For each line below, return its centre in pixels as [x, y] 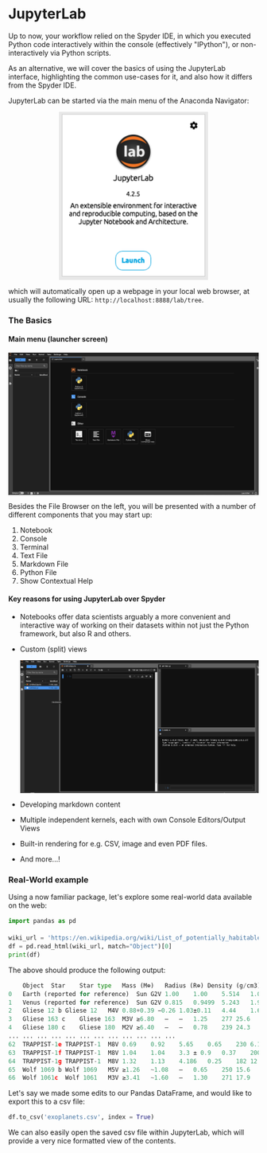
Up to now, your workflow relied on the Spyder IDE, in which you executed [130, 36]
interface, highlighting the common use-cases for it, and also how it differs [130, 76]
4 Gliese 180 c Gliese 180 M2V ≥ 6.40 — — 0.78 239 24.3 [129, 1028]
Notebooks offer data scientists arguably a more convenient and [125, 617]
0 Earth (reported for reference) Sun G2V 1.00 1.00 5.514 [124, 994]
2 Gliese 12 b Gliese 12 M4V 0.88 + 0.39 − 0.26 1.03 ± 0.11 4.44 [122, 1011]
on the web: [28, 905]
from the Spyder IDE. [43, 85]
